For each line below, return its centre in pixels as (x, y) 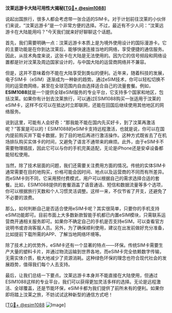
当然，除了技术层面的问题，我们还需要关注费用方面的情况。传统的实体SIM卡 (86, 165)
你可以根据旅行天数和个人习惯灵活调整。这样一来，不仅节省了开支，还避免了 (86, 191)
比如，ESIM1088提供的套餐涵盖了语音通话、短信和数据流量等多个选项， (90, 185)
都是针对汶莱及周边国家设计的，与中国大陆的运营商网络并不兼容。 (79, 62)
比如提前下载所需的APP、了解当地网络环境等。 (55, 234)
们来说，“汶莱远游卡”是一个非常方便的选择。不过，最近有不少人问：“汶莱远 (84, 25)
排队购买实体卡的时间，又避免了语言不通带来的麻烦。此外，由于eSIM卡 (84, 142)
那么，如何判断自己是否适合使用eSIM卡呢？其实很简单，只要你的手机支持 (82, 208)
